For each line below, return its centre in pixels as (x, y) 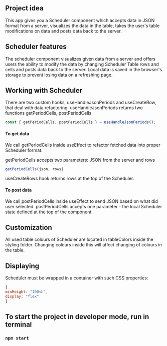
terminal (19, 325)
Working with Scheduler (44, 90)
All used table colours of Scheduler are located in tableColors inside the (79, 239)
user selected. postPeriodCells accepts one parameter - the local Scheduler (84, 206)
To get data (17, 133)
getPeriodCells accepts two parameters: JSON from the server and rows (80, 160)
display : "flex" (22, 296)
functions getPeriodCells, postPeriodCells (48, 113)
